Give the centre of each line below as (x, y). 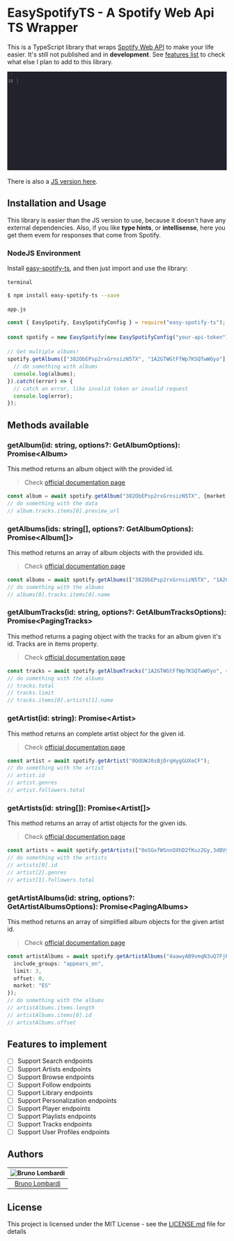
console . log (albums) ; (45, 374)
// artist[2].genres (37, 872)
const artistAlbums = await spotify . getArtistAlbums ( (87, 956)
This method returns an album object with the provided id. (91, 469)
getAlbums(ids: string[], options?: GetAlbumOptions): (100, 528)
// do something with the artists (57, 858)
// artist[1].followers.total (51, 880)
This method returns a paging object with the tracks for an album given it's (114, 636)
